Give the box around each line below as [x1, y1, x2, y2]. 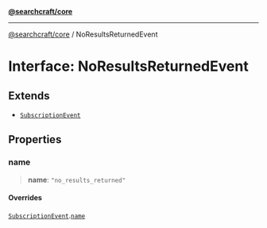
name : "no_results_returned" [27, 175, 126, 184]
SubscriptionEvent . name [8, 211, 86, 220]
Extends [8, 89, 50, 102]
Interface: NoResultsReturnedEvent [8, 57, 249, 75]
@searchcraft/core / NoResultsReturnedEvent [8, 29, 158, 39]
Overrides [8, 193, 42, 203]
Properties [8, 133, 62, 146]
